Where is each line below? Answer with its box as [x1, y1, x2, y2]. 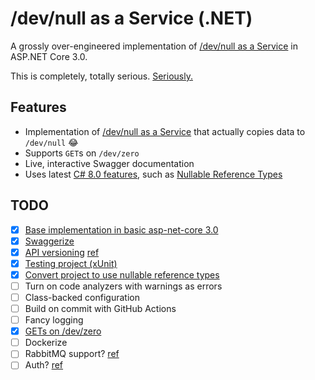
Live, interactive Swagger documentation [24, 157, 195, 169]
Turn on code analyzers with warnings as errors [24, 280, 223, 292]
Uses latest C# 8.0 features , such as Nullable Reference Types [24, 168, 283, 180]
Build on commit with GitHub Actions [24, 303, 177, 314]
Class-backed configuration [24, 291, 140, 303]
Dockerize [24, 337, 68, 349]
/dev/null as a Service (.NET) [10, 7, 253, 30]
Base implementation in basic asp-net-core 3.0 [24, 223, 219, 236]
